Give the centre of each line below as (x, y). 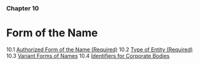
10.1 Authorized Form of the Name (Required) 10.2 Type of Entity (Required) (99, 49)
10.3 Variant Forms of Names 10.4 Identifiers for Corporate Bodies (88, 55)
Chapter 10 (23, 8)
